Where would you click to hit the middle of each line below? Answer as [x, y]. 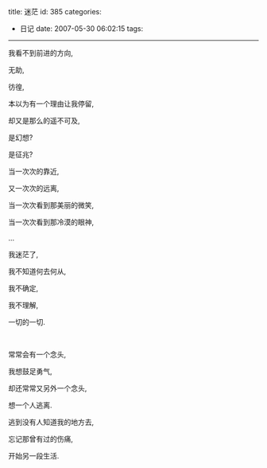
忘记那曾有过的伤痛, [41, 439]
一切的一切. [27, 322]
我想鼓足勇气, [31, 371]
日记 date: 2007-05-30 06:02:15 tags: [81, 29]
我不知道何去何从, [37, 271]
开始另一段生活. [34, 456]
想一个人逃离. [31, 405]
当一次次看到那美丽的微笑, [51, 205]
